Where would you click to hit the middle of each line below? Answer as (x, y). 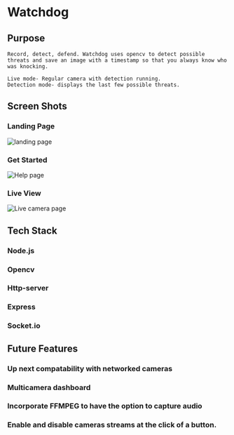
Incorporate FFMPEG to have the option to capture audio (105, 406)
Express (22, 307)
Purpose (26, 38)
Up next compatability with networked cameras (90, 368)
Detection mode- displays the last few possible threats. (94, 85)
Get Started (27, 160)
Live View (24, 193)
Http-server (28, 288)
